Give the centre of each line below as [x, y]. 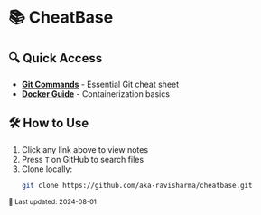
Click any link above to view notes [85, 149]
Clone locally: [47, 169]
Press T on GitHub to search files [83, 159]
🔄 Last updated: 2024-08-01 [52, 201]
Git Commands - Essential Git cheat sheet [100, 84]
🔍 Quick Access [56, 58]
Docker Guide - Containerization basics [96, 94]
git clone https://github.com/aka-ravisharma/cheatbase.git [137, 185]
